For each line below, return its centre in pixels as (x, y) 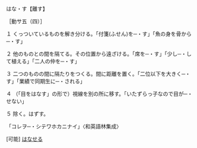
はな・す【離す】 (27, 9)
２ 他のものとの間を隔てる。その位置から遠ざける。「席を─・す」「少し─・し (99, 54)
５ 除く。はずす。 (28, 114)
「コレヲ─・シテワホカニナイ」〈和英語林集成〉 (64, 126)
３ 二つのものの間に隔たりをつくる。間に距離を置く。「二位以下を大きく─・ (99, 74)
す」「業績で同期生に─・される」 (46, 81)
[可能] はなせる (25, 139)
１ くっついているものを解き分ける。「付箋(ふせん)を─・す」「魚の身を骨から (99, 34)
